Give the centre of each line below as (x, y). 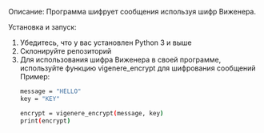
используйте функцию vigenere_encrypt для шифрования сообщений (138, 68)
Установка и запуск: (43, 27)
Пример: (35, 77)
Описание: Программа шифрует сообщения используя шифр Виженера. (132, 12)
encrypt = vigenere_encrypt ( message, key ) (92, 113)
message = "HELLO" (50, 91)
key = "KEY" (40, 99)
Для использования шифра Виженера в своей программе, (120, 60)
